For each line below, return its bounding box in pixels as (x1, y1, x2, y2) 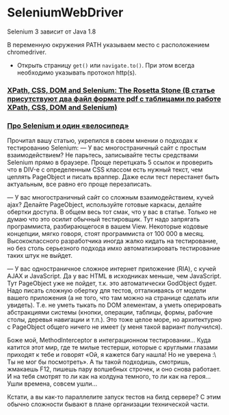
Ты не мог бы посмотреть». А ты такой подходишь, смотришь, (7, 358, 191, 366)
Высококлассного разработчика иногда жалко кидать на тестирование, (7, 237, 218, 245)
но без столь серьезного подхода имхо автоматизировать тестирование (7, 244, 221, 252)
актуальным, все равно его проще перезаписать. (7, 180, 152, 189)
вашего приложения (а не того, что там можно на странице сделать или (7, 294, 219, 302)
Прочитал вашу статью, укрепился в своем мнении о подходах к (7, 137, 198, 145)
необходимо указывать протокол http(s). (16, 68, 137, 77)
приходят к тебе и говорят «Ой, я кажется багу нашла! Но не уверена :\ (7, 351, 217, 359)
